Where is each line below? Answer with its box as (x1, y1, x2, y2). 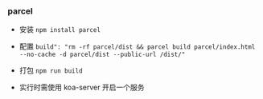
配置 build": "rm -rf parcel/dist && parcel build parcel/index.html (18, 42, 256, 51)
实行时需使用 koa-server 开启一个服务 (18, 82, 145, 93)
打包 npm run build (18, 65, 83, 75)
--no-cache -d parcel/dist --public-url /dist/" (18, 50, 186, 59)
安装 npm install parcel (18, 25, 101, 34)
